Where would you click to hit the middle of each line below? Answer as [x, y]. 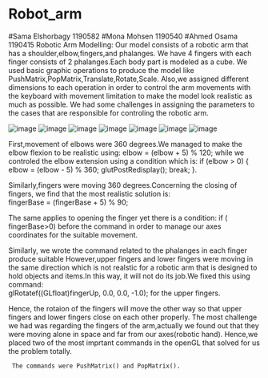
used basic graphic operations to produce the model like [101, 70]
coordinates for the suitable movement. [73, 234]
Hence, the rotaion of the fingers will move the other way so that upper [125, 308]
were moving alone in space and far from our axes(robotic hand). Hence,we [133, 334]
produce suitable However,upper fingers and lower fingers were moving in [131, 258]
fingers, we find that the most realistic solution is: [89, 193]
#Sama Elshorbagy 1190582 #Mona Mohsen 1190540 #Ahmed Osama [123, 36]
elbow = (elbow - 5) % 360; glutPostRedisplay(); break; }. [103, 169]
